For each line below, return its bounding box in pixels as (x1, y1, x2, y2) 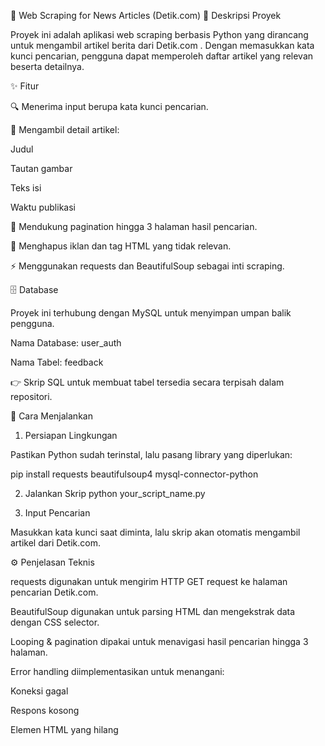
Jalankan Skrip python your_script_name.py (24, 488, 206, 499)
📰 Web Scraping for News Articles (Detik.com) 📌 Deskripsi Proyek (10, 10, 282, 21)
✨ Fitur (10, 80, 40, 92)
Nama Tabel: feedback (10, 356, 104, 368)
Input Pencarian (24, 507, 91, 519)
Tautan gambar (10, 163, 73, 174)
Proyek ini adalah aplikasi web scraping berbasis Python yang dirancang (10, 29, 309, 40)
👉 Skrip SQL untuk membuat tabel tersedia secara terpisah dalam (10, 376, 285, 388)
